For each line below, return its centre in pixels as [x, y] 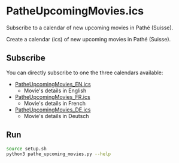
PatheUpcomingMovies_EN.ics [53, 84]
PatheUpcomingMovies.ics [75, 11]
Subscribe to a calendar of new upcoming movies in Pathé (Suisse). [90, 28]
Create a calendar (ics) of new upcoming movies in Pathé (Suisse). [89, 39]
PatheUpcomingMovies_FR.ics [53, 96]
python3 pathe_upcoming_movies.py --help [59, 154]
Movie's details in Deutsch [56, 116]
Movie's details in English [55, 90]
